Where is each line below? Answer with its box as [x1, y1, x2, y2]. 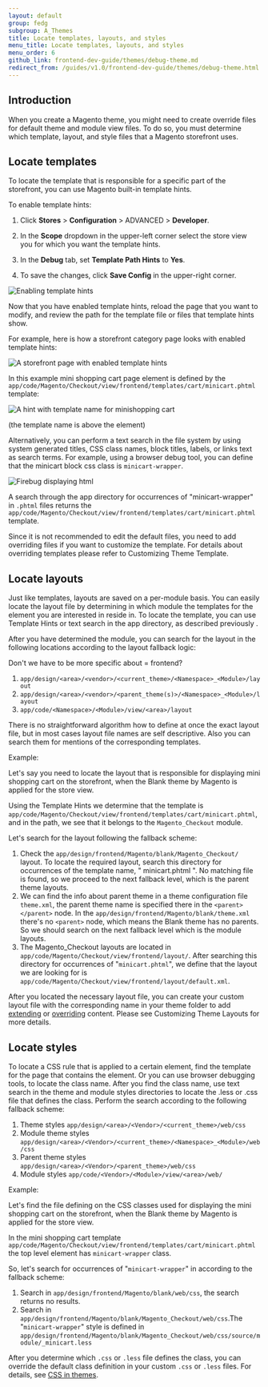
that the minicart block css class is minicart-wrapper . [8, 461, 184, 471]
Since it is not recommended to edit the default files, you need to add [8, 531, 237, 541]
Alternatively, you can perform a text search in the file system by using [8, 435, 242, 445]
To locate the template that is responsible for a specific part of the [8, 176, 226, 186]
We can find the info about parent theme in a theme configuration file [19, 892, 248, 901]
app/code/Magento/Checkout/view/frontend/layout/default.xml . [19, 976, 230, 986]
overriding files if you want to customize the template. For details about [8, 540, 243, 550]
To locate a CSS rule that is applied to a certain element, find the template [8, 1062, 251, 1071]
